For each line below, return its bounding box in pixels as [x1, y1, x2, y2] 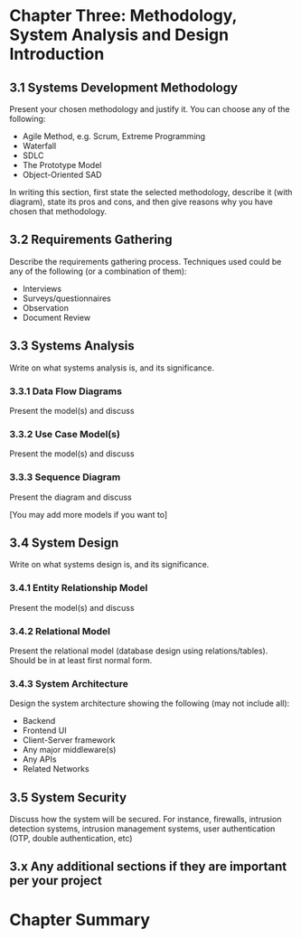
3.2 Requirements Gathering [9, 232, 173, 248]
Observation [22, 302, 70, 313]
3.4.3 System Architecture [9, 677, 128, 689]
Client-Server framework [22, 735, 116, 746]
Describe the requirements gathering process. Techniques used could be [9, 256, 282, 267]
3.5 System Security [9, 790, 127, 805]
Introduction [9, 44, 105, 64]
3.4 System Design [9, 535, 119, 550]
